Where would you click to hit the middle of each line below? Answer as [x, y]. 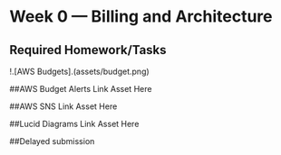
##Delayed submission [52, 141]
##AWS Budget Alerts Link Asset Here [81, 89]
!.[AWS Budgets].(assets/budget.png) [79, 71]
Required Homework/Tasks [88, 50]
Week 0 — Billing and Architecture [141, 17]
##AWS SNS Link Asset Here [63, 106]
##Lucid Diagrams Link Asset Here [74, 124]
